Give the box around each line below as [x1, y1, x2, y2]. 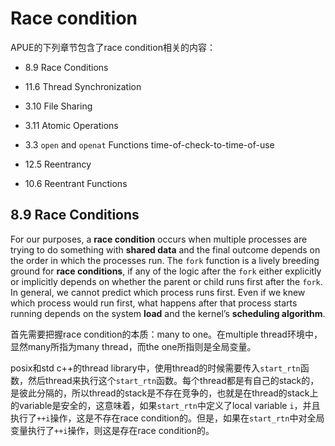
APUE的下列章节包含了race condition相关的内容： [10, 41, 216, 53]
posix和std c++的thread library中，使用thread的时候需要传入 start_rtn [10, 362, 301, 374]
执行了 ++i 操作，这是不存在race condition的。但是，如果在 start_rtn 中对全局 [10, 412, 325, 424]
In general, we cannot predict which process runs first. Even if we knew [10, 286, 306, 298]
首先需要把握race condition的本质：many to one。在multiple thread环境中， [10, 328, 323, 340]
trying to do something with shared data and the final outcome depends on [10, 243, 321, 256]
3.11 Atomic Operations [24, 119, 119, 131]
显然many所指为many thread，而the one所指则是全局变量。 [10, 340, 257, 352]
